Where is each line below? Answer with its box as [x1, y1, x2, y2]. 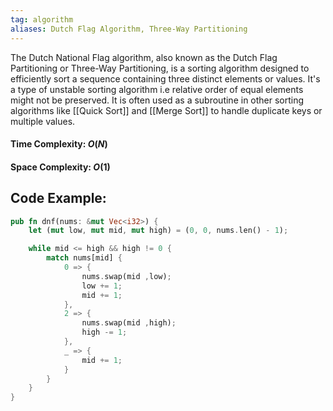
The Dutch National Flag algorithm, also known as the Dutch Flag [10, 51, 278, 63]
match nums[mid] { [46, 253, 123, 263]
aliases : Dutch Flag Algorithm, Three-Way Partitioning [10, 24, 248, 34]
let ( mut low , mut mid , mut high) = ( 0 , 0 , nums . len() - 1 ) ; [28, 226, 289, 236]
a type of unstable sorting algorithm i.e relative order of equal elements [10, 83, 304, 95]
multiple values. [10, 115, 76, 127]
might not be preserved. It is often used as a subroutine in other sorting [10, 94, 305, 106]
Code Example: [10, 190, 107, 207]
